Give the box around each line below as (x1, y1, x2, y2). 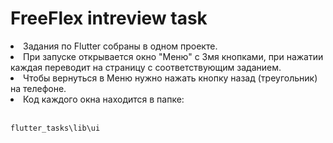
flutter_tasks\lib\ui (10, 123, 101, 133)
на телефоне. (10, 82, 67, 94)
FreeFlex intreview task (10, 7, 208, 30)
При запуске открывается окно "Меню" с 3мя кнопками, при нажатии (23, 50, 324, 62)
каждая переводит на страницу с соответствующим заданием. (10, 61, 282, 73)
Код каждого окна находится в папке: (23, 93, 185, 105)
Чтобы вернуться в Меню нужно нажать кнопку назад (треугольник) (23, 72, 318, 84)
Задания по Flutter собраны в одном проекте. (23, 40, 218, 52)
